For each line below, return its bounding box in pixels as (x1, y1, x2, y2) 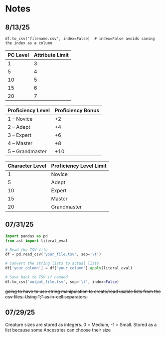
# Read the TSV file (5, 247, 48, 252)
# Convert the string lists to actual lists (5, 261, 99, 266)
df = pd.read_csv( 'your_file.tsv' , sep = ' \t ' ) (5, 252, 101, 257)
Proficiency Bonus (54, 107, 100, 114)
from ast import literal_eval (5, 238, 68, 243)
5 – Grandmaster (7, 148, 47, 155)
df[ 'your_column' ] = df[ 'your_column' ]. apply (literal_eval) (5, 266, 133, 271)
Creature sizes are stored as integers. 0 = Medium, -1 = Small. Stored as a (5, 321, 157, 327)
